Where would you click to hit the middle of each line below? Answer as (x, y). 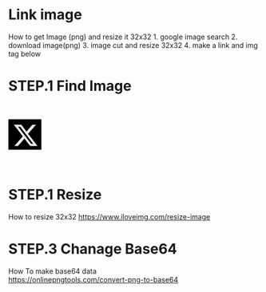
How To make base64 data (53, 271)
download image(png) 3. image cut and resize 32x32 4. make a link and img (133, 45)
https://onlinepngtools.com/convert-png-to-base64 (93, 279)
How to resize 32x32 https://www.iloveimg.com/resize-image (109, 216)
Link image (45, 15)
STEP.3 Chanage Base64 (93, 249)
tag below (25, 53)
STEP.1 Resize (55, 195)
